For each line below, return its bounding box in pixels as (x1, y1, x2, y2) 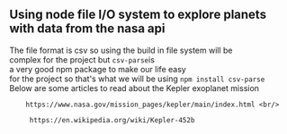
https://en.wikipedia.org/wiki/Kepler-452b (29, 115, 195, 124)
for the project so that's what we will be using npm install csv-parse (9, 73, 265, 84)
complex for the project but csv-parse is (9, 54, 156, 65)
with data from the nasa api (9, 21, 166, 37)
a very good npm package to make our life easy (9, 63, 186, 74)
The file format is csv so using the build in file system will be (9, 45, 233, 55)
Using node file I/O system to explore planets (9, 7, 267, 22)
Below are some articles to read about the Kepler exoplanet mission (9, 82, 259, 93)
